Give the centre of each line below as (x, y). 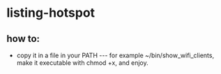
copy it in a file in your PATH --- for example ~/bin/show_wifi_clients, (115, 55)
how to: (23, 39)
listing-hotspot (51, 13)
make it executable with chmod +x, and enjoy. (83, 63)
